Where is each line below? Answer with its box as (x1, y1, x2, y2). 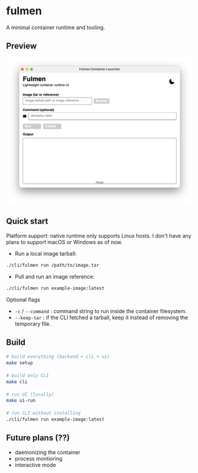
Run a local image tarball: (14, 250, 77, 257)
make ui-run (6, 398, 36, 403)
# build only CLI (6, 373, 49, 379)
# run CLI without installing (6, 410, 81, 417)
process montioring (14, 455, 63, 462)
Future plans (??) (6, 433, 70, 443)
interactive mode (14, 461, 56, 468)
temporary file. (14, 320, 52, 327)
